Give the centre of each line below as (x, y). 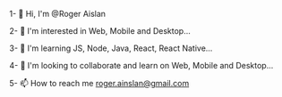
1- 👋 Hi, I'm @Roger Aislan (57, 14)
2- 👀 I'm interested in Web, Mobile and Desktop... (100, 31)
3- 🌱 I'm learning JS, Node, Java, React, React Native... (111, 48)
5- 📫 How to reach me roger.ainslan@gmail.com (99, 83)
